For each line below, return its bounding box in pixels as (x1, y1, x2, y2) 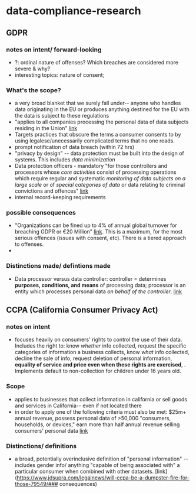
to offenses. (14, 241, 44, 248)
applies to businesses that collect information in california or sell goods (14, 395, 187, 403)
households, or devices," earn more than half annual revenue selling (14, 421, 180, 428)
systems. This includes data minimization (14, 156, 116, 163)
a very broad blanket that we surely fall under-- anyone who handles (14, 99, 181, 107)
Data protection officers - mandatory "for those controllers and (14, 163, 168, 170)
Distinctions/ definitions (6, 442, 77, 450)
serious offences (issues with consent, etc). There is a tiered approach (14, 235, 187, 242)
